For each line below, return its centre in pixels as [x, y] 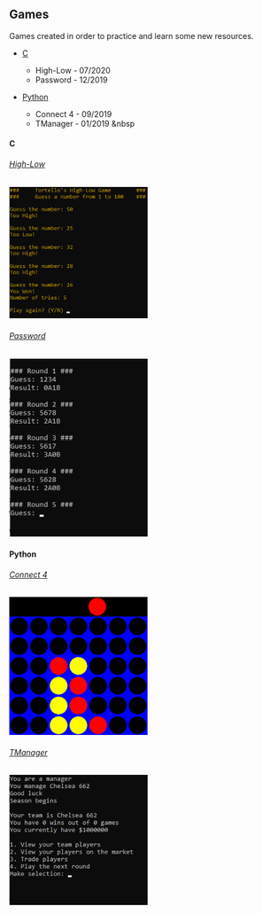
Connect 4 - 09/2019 [73, 113]
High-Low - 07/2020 [73, 70]
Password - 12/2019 [71, 80]
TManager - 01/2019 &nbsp [85, 123]
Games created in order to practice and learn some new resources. [131, 35]
